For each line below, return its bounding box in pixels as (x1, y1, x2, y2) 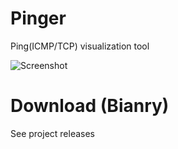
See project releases (10, 127, 96, 139)
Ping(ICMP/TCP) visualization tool (10, 40, 150, 52)
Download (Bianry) (10, 95, 170, 117)
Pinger (10, 7, 67, 30)
